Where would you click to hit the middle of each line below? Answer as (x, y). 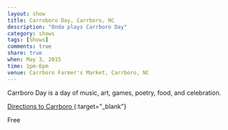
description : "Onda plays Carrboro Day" (68, 27)
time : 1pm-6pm (28, 66)
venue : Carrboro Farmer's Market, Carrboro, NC (78, 72)
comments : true (30, 46)
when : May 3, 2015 (34, 60)
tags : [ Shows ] (28, 40)
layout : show (26, 14)
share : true (25, 53)
